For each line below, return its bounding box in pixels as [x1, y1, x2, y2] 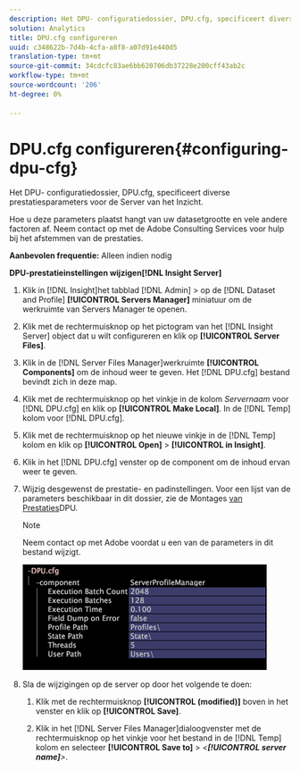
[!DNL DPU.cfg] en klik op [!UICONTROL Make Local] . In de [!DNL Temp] [21, 403, 291, 414]
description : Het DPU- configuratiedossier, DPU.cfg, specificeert [9, 14, 266, 23]
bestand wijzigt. [21, 547, 81, 557]
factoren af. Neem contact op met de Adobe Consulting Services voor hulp [9, 223, 285, 234]
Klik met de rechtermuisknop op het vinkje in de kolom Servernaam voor [21, 394, 289, 405]
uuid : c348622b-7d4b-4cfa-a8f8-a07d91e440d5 [9, 43, 178, 52]
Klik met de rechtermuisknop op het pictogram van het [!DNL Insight [21, 322, 274, 332]
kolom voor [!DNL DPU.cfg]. [21, 413, 125, 423]
